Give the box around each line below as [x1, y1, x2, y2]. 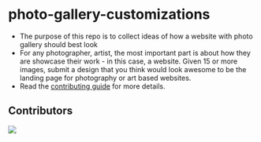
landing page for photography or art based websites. [19, 73, 192, 82]
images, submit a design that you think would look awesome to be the [19, 64, 247, 74]
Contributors [8, 104, 73, 118]
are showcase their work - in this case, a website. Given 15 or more [19, 56, 238, 66]
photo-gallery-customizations [8, 5, 211, 24]
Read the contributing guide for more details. [19, 81, 166, 91]
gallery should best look [19, 39, 99, 49]
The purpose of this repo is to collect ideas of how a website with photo [19, 31, 254, 41]
